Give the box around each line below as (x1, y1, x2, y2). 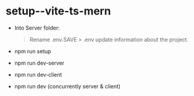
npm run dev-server (14, 59, 65, 66)
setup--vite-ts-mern (5, 4, 111, 18)
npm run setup (14, 47, 51, 55)
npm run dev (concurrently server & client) (14, 83, 121, 90)
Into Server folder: (14, 24, 60, 31)
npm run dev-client (14, 71, 62, 78)
